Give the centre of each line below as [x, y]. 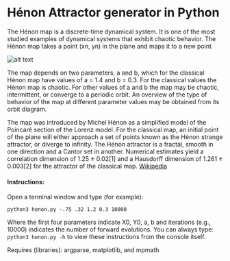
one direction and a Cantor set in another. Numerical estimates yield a [105, 151]
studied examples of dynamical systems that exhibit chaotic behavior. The [112, 38]
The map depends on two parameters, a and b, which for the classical [106, 73]
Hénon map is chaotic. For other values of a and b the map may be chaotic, [113, 87]
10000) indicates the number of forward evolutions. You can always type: [111, 229]
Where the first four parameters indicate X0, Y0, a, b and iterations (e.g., [109, 222]
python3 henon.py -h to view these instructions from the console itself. [106, 237]
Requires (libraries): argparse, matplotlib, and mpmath [83, 250]
